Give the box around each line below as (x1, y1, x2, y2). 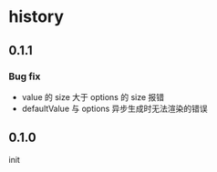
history (8, 6, 65, 27)
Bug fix (8, 70, 41, 83)
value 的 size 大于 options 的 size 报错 (21, 91, 165, 102)
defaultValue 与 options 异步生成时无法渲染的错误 (21, 103, 209, 114)
